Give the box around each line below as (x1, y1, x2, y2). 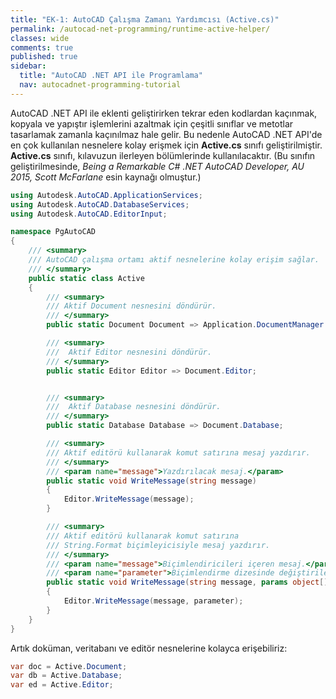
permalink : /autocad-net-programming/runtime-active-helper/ (10, 24, 271, 34)
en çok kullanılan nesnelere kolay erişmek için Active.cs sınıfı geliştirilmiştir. (10, 139, 323, 151)
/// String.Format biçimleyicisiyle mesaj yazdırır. (46, 540, 271, 550)
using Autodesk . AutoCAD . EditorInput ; (10, 209, 168, 219)
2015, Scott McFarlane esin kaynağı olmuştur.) (10, 171, 202, 183)
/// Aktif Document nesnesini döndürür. (46, 301, 217, 311)
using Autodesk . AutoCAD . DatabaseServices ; (10, 199, 190, 210)
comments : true (10, 42, 74, 53)
